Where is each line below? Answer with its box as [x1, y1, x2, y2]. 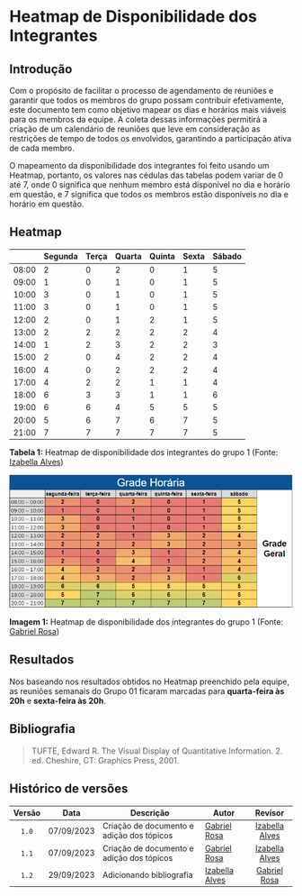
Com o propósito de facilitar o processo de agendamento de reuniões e [9, 86, 274, 96]
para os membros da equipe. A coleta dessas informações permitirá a [9, 114, 268, 124]
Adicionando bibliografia [102, 870, 193, 881]
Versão [13, 808, 41, 818]
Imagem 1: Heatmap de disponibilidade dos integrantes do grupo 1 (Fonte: [9, 617, 284, 627]
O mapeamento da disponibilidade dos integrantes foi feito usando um [9, 160, 270, 170]
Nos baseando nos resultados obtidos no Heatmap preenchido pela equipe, [9, 676, 290, 687]
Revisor [254, 808, 285, 818]
